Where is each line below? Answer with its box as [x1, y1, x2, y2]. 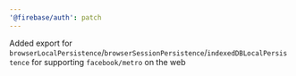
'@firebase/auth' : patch [9, 13, 102, 22]
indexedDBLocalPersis [207, 48, 288, 58]
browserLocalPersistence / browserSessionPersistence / [9, 46, 207, 58]
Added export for [9, 38, 73, 48]
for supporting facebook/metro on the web [30, 56, 186, 67]
